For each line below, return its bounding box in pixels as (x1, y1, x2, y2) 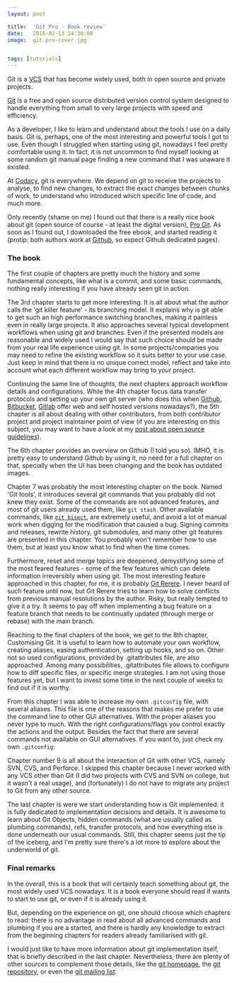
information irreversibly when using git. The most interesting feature (7, 572, 206, 581)
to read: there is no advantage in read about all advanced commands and (7, 916, 221, 924)
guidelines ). (7, 432, 42, 441)
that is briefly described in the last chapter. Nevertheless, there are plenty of (7, 952, 230, 960)
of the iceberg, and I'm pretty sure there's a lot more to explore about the (7, 838, 221, 847)
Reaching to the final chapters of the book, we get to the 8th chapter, (7, 631, 209, 639)
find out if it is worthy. (7, 683, 71, 692)
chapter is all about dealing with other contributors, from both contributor (7, 410, 221, 419)
